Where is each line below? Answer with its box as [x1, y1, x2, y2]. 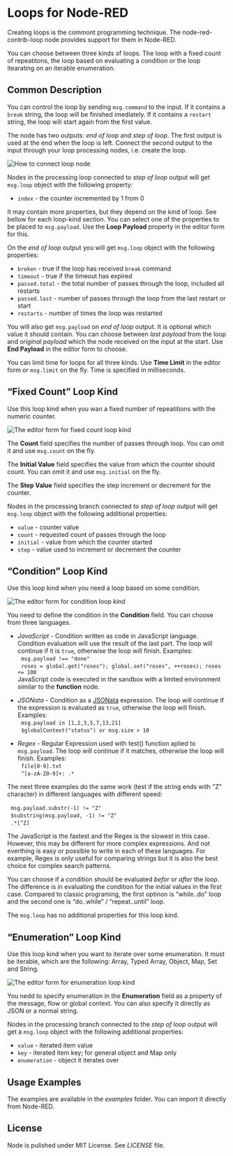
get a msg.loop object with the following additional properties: [7, 1027, 183, 1036]
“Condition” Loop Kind [7, 565, 108, 577]
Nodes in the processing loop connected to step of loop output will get [7, 173, 211, 181]
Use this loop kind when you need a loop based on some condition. [7, 584, 201, 592]
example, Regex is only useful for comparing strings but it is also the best [7, 854, 218, 862]
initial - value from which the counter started [17, 537, 153, 546]
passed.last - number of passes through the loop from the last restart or [17, 294, 226, 302]
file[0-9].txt [20, 763, 62, 770]
